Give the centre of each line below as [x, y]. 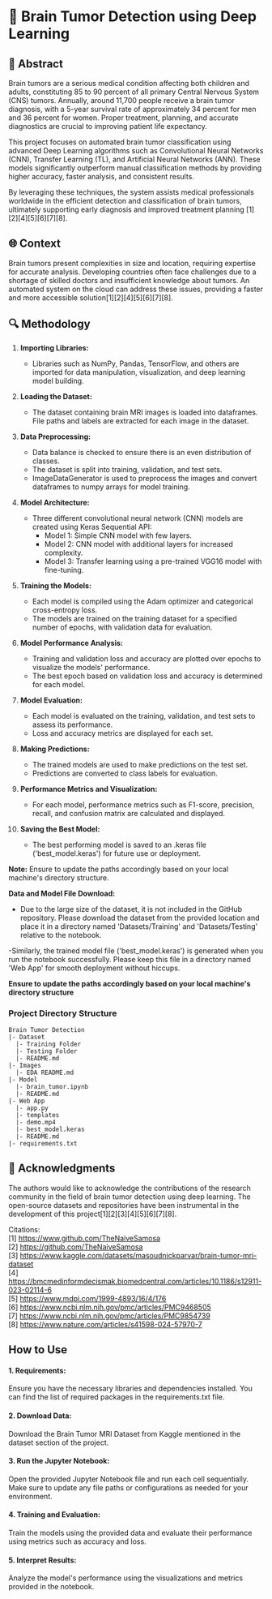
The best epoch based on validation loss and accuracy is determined [147, 676]
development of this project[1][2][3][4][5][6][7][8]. [93, 1214]
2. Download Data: [40, 1416]
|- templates [38, 1115]
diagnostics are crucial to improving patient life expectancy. [108, 126]
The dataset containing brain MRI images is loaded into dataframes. [145, 412]
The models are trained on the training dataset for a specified [134, 618]
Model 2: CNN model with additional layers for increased [138, 544]
